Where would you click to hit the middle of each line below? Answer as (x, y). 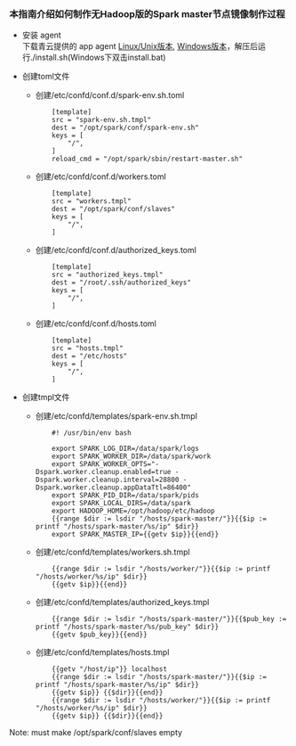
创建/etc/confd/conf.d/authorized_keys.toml (116, 250)
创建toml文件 (46, 77)
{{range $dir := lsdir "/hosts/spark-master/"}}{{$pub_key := (169, 619)
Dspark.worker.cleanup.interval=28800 (107, 480)
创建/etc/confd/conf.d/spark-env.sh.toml (110, 95)
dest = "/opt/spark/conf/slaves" (114, 209)
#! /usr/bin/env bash (92, 433)
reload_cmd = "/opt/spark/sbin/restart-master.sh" (147, 159)
